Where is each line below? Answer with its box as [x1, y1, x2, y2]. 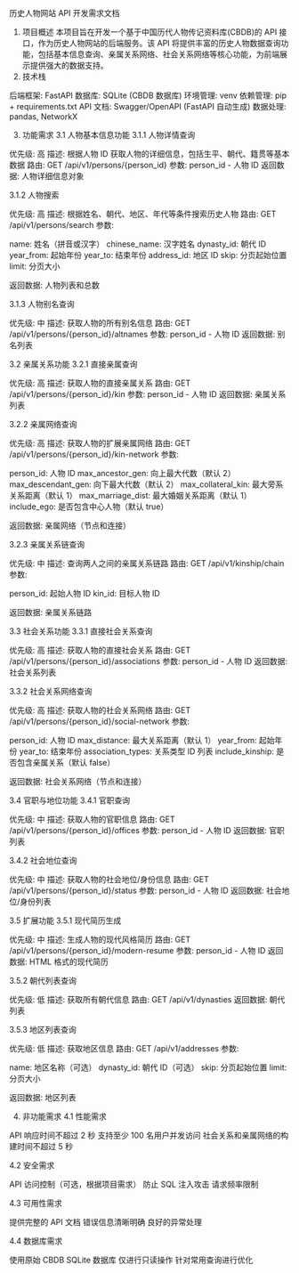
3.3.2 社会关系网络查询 [9, 686, 93, 696]
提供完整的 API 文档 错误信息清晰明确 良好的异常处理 [9, 1217, 203, 1227]
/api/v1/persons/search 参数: [9, 220, 114, 230]
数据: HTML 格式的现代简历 [9, 956, 109, 967]
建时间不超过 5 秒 [9, 1141, 74, 1151]
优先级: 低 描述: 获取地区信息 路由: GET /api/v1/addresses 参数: [9, 1043, 239, 1053]
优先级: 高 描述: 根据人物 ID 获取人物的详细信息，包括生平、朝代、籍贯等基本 [9, 149, 290, 158]
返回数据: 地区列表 [9, 1092, 77, 1102]
